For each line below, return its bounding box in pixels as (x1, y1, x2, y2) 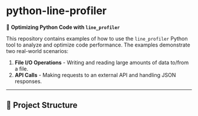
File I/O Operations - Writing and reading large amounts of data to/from (14, 59, 189, 66)
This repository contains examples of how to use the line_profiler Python (6, 35, 188, 42)
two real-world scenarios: (6, 47, 69, 54)
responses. (14, 78, 42, 85)
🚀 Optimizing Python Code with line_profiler (6, 24, 120, 31)
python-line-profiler (6, 4, 107, 18)
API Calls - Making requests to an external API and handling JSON (14, 71, 176, 78)
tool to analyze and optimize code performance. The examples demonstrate (6, 41, 190, 48)
